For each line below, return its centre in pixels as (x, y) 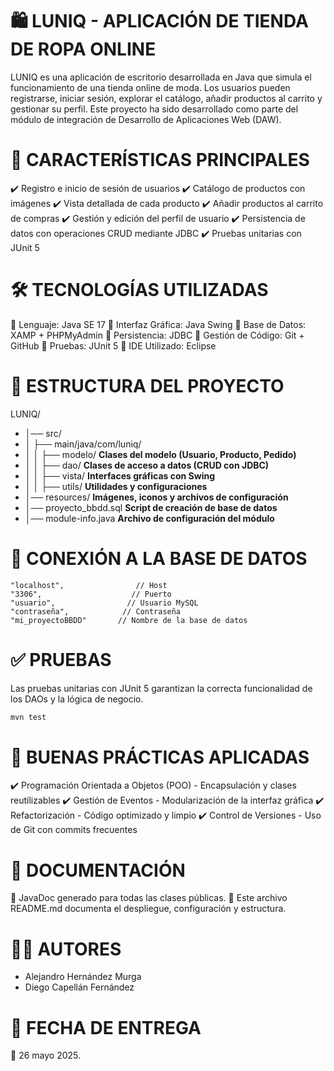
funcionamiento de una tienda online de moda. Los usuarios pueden (150, 87)
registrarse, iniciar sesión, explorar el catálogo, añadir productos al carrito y (166, 98)
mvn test (28, 717)
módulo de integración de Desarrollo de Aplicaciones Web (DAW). (146, 119)
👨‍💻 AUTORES (66, 949)
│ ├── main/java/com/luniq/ (83, 444)
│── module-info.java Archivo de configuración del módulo (149, 518)
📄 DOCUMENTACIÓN (98, 870)
